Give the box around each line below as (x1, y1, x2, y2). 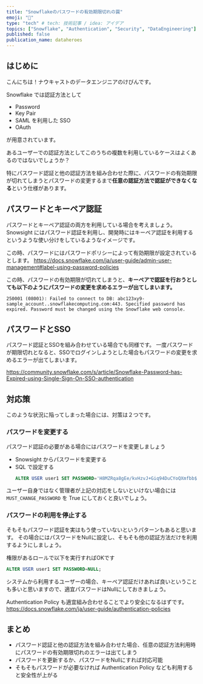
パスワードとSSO (6, 324, 71, 335)
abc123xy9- (117, 295, 145, 301)
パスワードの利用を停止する (6, 511, 87, 519)
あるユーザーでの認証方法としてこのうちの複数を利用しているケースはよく (6, 149, 191, 156)
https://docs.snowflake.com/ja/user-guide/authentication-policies (6, 605, 171, 612)
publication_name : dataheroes (6, 37, 83, 43)
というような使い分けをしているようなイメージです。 (6, 236, 138, 243)
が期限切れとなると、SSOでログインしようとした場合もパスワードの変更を (6, 349, 192, 356)
